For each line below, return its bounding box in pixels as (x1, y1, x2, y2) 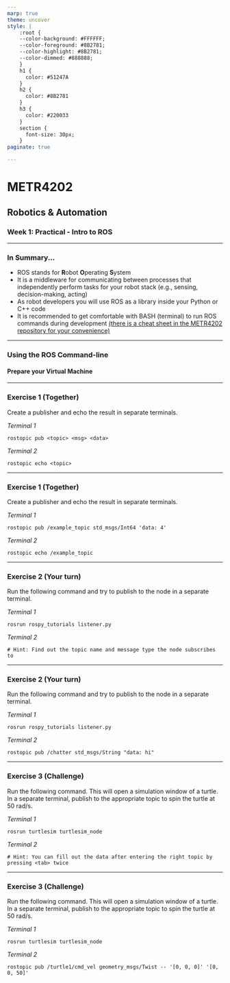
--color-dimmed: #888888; (19, 55, 94, 62)
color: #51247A (25, 73, 69, 81)
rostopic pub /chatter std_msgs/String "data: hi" (7, 749, 155, 756)
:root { (19, 29, 41, 36)
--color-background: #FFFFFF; (19, 36, 106, 42)
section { (19, 125, 48, 132)
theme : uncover (7, 16, 51, 23)
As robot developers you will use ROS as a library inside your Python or (16, 297, 218, 306)
